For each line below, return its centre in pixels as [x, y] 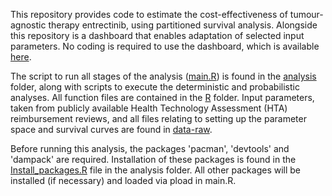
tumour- [306, 14]
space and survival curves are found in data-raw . [111, 129]
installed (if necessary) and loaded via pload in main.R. [123, 180]
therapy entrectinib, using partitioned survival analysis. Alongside [183, 25]
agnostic [28, 25]
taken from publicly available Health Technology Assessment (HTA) [149, 108]
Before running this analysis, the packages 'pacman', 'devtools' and [150, 148]
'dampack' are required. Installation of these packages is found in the [153, 159]
